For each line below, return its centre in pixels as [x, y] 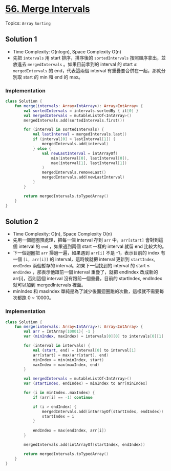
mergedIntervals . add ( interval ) [75, 144]
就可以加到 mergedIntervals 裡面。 [49, 285]
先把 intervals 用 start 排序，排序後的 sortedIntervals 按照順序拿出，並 [89, 57]
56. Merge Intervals [48, 9]
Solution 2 [22, 221]
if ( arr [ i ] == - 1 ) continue [63, 397]
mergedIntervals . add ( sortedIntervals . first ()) [74, 120]
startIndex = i [58, 416]
